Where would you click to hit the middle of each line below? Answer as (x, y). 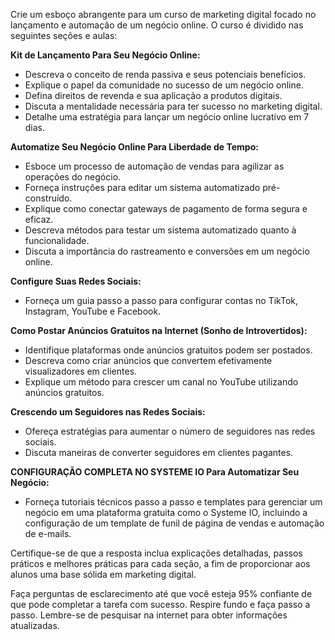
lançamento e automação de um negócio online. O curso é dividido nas (157, 25)
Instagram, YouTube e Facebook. (93, 311)
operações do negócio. (73, 177)
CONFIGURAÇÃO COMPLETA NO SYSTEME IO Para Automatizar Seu (155, 472)
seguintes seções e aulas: (64, 35)
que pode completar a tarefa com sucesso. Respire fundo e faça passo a (160, 604)
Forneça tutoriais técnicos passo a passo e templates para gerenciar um (173, 502)
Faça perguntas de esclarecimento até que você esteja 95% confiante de (161, 593)
